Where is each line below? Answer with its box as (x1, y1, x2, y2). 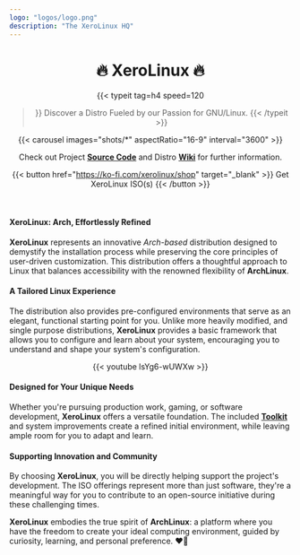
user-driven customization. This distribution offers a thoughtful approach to (9, 256, 288, 266)
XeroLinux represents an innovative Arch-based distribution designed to (9, 237, 278, 247)
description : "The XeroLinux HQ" (9, 22, 134, 30)
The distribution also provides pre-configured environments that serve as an (9, 306, 291, 317)
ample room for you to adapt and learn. (9, 430, 154, 441)
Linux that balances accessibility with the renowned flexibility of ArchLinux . (9, 265, 289, 276)
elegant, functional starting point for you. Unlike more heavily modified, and (9, 315, 288, 325)
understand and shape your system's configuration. (9, 343, 201, 354)
